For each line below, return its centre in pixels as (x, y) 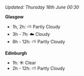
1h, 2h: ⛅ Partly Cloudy (36, 27)
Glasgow (14, 17)
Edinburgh (16, 53)
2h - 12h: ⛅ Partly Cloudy (39, 68)
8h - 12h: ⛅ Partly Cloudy (39, 41)
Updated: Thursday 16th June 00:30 (42, 7)
